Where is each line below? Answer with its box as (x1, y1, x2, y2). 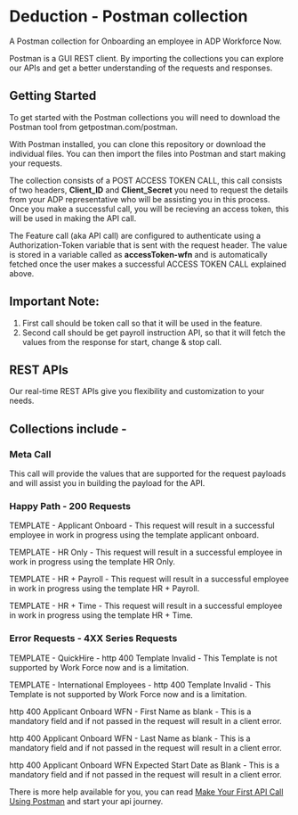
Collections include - (9, 421, 127, 436)
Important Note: (9, 294, 100, 309)
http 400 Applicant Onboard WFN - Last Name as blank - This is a (9, 733, 251, 744)
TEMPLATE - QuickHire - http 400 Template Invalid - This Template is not (9, 653, 278, 663)
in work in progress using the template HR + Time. (9, 610, 193, 621)
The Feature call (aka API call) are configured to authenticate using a (9, 230, 261, 241)
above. (9, 268, 35, 278)
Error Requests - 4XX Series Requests (9, 632, 178, 645)
